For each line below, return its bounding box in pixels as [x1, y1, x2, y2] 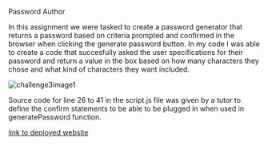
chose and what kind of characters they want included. [8, 65, 190, 74]
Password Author [8, 7, 66, 16]
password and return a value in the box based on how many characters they [8, 56, 260, 65]
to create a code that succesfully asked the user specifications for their [8, 48, 244, 57]
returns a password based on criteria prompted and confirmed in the [8, 31, 234, 40]
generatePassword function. [8, 112, 102, 122]
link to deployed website [8, 127, 89, 137]
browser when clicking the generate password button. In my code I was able [8, 39, 260, 49]
